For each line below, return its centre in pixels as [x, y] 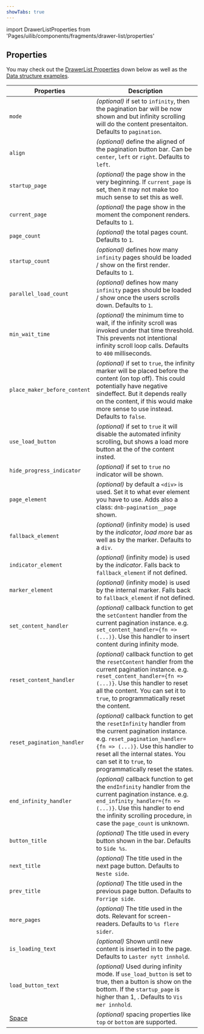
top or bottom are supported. [137, 1022]
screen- [160, 916]
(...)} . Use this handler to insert [143, 637]
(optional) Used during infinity [139, 966]
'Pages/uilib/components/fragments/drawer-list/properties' [80, 36]
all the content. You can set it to [141, 691]
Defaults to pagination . [129, 132]
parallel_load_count [39, 294]
